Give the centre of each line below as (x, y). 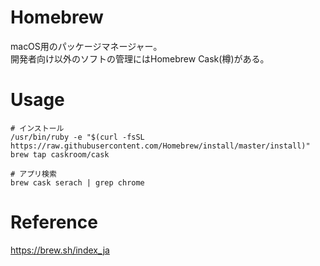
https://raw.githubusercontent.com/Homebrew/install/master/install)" (160, 146)
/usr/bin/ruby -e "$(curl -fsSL (77, 137)
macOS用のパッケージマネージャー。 (86, 46)
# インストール (37, 128)
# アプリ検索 (33, 174)
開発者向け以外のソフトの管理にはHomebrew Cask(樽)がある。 (140, 58)
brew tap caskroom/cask (60, 154)
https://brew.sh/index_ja (60, 250)
